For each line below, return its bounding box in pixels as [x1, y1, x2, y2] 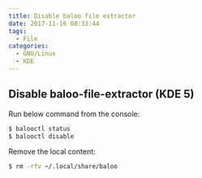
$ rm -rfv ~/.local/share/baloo [8, 163, 118, 171]
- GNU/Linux [15, 50, 57, 58]
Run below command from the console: [8, 109, 140, 119]
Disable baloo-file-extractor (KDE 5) [8, 87, 195, 102]
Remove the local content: [8, 147, 96, 157]
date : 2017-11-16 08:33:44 [8, 20, 100, 28]
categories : [8, 42, 49, 50]
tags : [8, 27, 27, 35]
